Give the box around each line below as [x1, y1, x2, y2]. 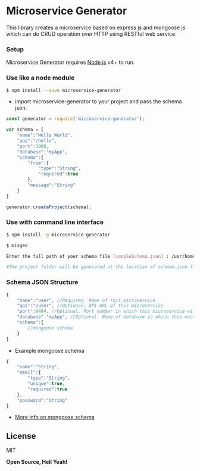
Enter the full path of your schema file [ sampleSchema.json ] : [6, 253, 169, 259]
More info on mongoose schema [14, 414, 95, 421]
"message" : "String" [27, 182, 76, 189]
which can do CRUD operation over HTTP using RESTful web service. [6, 30, 177, 37]
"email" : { [17, 370, 42, 375]
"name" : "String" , [17, 364, 60, 370]
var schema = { [6, 127, 44, 133]
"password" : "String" [17, 397, 68, 404]
